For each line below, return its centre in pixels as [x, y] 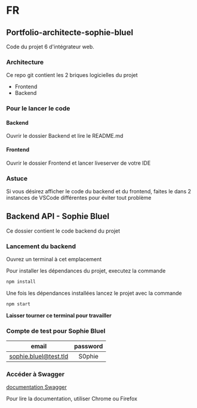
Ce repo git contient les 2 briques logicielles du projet [72, 75]
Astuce [17, 178]
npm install [21, 282]
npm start [19, 304]
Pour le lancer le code [38, 109]
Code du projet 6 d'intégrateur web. [50, 47]
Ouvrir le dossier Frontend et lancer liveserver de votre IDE [79, 163]
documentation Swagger [36, 387]
